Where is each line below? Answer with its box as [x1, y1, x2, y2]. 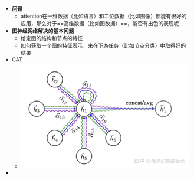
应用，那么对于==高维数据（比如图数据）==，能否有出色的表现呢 [20, 20, 179, 27]
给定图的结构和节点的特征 [20, 35, 83, 41]
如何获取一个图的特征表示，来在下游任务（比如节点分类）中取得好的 [20, 42, 186, 49]
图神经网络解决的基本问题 [11, 27, 74, 34]
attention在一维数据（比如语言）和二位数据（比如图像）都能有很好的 [20, 12, 187, 19]
